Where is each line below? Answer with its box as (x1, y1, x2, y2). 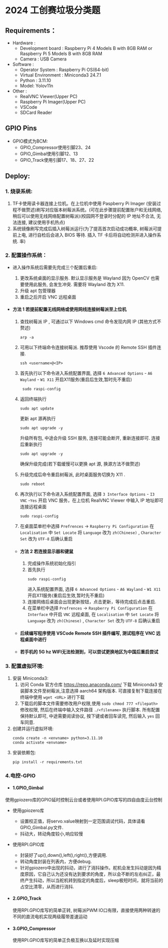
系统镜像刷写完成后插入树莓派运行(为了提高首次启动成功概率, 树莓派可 (12, 225, 157, 232)
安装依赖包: (12, 749, 36, 756)
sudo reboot (20, 482, 45, 487)
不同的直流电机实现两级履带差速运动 (12, 914, 88, 920)
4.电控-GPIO (5, 772, 36, 779)
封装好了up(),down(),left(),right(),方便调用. (20, 852, 107, 858)
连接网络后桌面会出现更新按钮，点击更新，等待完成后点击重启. (27, 599, 156, 605)
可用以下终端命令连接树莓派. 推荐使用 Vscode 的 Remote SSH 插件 (20, 345, 157, 350)
